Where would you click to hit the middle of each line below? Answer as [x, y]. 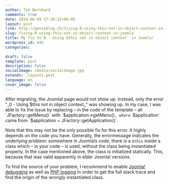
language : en [19, 80]
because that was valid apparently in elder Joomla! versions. [68, 157]
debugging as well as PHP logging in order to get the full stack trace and [80, 172]
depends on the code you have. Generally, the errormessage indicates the [82, 135]
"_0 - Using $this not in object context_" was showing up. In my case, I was [83, 104]
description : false [26, 66]
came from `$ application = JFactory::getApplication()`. [62, 120]
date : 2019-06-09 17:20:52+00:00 [40, 19]
